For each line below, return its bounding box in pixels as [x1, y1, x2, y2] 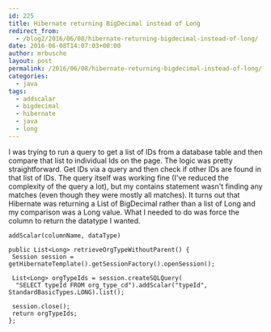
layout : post [8, 57, 53, 66]
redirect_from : [8, 27, 60, 35]
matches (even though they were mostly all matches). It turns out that [8, 189, 240, 199]
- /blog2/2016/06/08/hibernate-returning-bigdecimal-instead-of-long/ [15, 34, 259, 43]
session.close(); [11, 302, 70, 310]
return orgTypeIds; [11, 309, 78, 317]
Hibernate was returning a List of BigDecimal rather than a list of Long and [8, 198, 256, 208]
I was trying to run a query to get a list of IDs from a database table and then [8, 147, 263, 156]
